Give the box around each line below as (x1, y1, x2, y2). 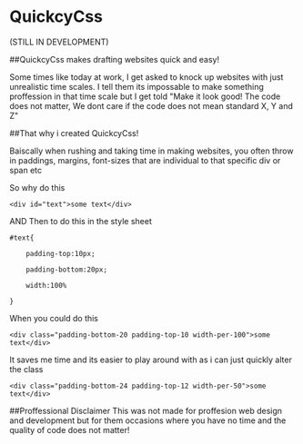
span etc (9, 164, 43, 175)
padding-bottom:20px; (25, 265, 107, 274)
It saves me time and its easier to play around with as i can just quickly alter (9, 354, 293, 365)
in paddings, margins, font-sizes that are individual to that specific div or (9, 154, 281, 165)
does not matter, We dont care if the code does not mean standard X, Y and (9, 100, 294, 111)
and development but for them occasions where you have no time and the (9, 415, 287, 426)
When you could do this (9, 312, 98, 323)
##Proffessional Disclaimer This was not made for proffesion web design (9, 405, 283, 416)
